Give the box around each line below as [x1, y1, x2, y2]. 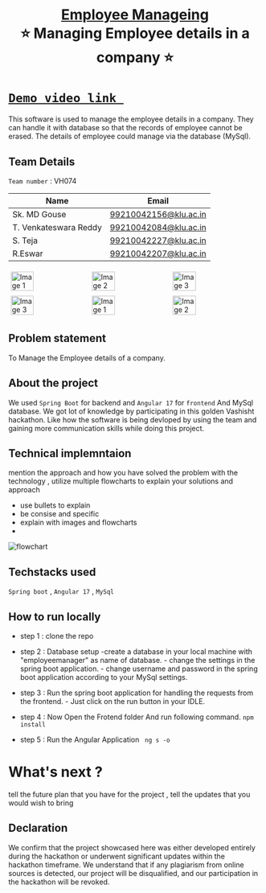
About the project [8, 377, 99, 390]
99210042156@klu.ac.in [109, 208, 207, 220]
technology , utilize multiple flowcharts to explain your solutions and [8, 476, 234, 486]
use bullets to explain [19, 500, 91, 510]
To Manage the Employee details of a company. [8, 352, 166, 363]
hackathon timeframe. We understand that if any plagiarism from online [8, 859, 244, 870]
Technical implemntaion [8, 446, 132, 460]
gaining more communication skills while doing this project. [8, 423, 205, 433]
